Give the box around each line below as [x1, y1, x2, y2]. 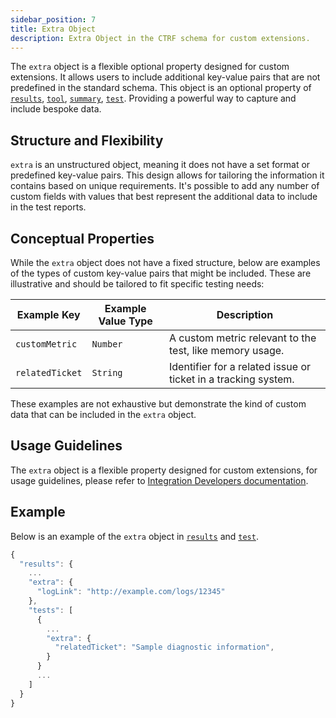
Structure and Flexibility [10, 132, 164, 149]
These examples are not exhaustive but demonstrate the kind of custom [10, 398, 307, 410]
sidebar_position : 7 [10, 14, 97, 25]
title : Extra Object [10, 24, 97, 34]
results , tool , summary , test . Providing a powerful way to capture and [10, 92, 297, 105]
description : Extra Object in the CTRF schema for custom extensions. [10, 33, 311, 43]
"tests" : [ [28, 605, 74, 615]
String [91, 367, 123, 378]
